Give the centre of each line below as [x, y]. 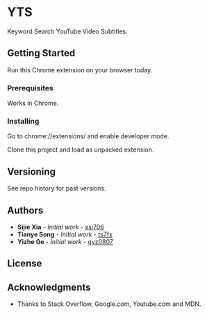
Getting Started [41, 53]
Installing [23, 121]
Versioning [31, 171]
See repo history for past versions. [57, 188]
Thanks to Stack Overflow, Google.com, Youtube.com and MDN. [109, 304]
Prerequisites [30, 88]
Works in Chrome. [33, 103]
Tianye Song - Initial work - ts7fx [65, 234]
